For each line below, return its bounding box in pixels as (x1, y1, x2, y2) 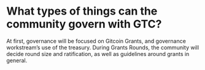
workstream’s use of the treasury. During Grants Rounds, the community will (6, 44, 199, 51)
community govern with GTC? (6, 17, 162, 31)
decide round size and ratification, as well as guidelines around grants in (6, 50, 190, 57)
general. (6, 57, 28, 64)
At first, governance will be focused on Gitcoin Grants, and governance (6, 37, 186, 44)
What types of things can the (6, 4, 158, 18)
